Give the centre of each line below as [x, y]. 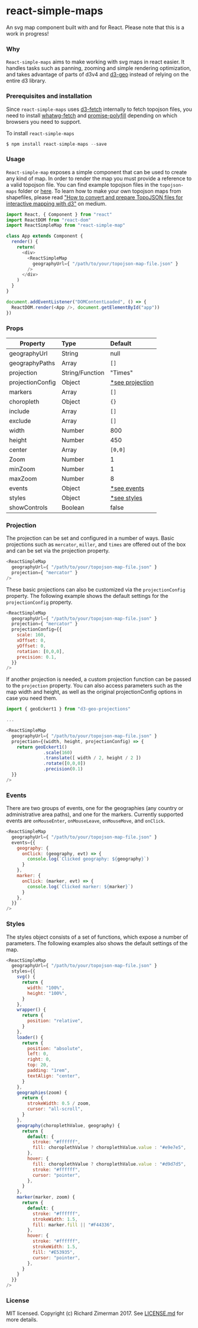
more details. [22, 1320]
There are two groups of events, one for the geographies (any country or [95, 808]
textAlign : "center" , [54, 1076]
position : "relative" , [55, 1021]
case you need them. [32, 698]
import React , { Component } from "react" [59, 215]
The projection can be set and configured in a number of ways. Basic [90, 538]
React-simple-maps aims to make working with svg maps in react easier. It [95, 62]
